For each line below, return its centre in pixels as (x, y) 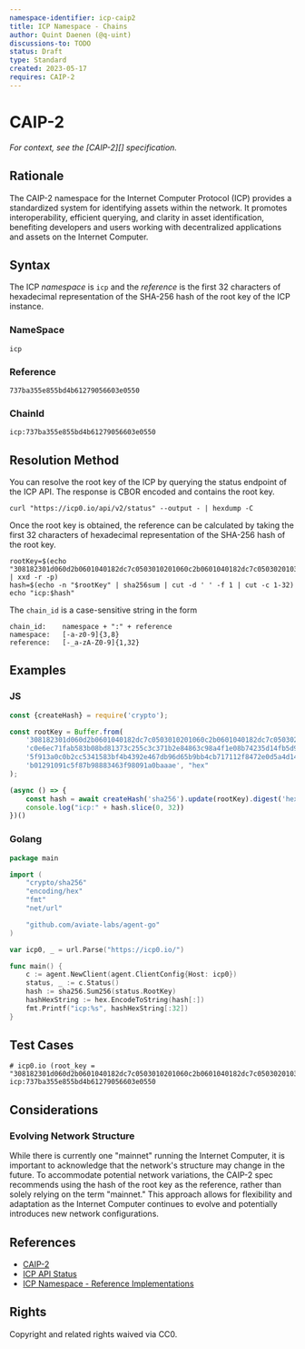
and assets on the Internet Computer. (79, 237)
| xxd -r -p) (34, 578)
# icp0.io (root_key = (52, 1066)
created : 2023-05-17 (49, 69)
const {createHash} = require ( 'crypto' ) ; (89, 715)
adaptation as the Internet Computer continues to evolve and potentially (144, 1204)
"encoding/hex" (54, 892)
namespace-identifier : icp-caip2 (73, 18)
